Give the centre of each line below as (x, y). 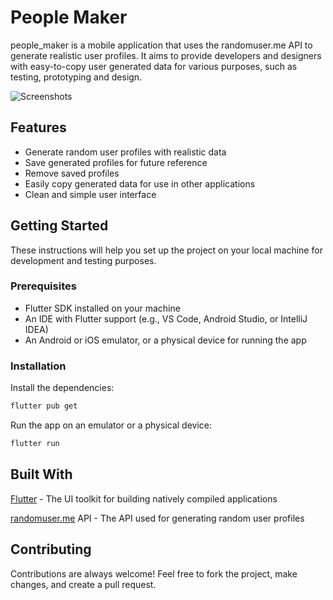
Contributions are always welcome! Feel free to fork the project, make (154, 573)
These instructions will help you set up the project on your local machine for (166, 250)
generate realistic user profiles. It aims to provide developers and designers (166, 55)
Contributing (51, 549)
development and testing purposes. (83, 260)
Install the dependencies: (62, 388)
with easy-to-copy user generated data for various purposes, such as (154, 66)
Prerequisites (43, 286)
